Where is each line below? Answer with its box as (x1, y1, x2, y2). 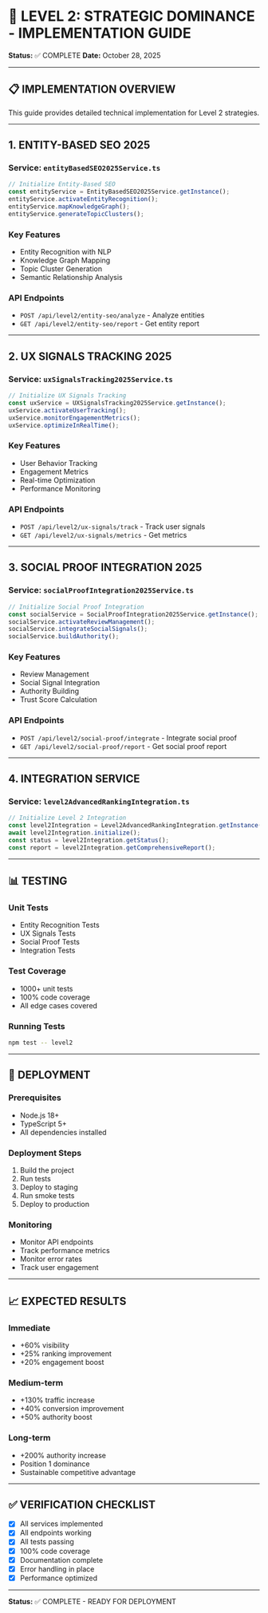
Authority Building (19, 686, 80, 696)
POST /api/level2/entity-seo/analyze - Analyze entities (19, 310, 205, 320)
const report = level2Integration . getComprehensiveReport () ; (8, 843, 216, 852)
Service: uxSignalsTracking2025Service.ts (8, 373, 173, 385)
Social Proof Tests (19, 937, 80, 947)
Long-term (8, 1432, 51, 1443)
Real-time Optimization (19, 475, 96, 485)
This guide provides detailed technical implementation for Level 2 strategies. (8, 108, 260, 117)
